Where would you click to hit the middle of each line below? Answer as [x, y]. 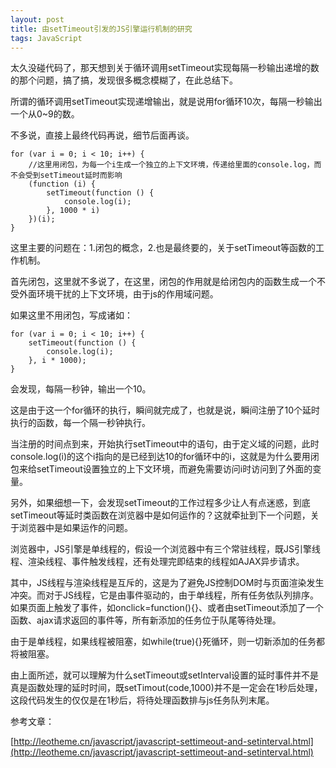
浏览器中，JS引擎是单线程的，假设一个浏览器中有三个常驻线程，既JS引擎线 [165, 549]
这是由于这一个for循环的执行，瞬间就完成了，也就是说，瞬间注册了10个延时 [165, 410]
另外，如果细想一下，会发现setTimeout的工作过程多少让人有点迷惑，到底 [160, 503]
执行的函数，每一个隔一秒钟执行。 [80, 423]
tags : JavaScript [46, 38]
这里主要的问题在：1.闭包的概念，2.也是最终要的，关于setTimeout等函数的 [163, 248]
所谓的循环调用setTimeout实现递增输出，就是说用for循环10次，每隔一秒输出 [166, 102]
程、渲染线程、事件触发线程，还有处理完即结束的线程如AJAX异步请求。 [157, 562]
